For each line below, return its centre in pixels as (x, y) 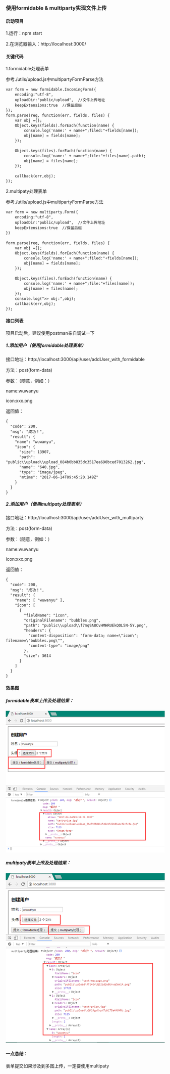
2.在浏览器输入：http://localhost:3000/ (46, 44)
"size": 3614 (38, 656)
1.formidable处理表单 (27, 69)
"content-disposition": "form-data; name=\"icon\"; (83, 636)
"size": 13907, (35, 452)
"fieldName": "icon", (47, 615)
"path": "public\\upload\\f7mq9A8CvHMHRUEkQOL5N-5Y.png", (86, 625)
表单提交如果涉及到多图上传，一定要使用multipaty (58, 1066)
